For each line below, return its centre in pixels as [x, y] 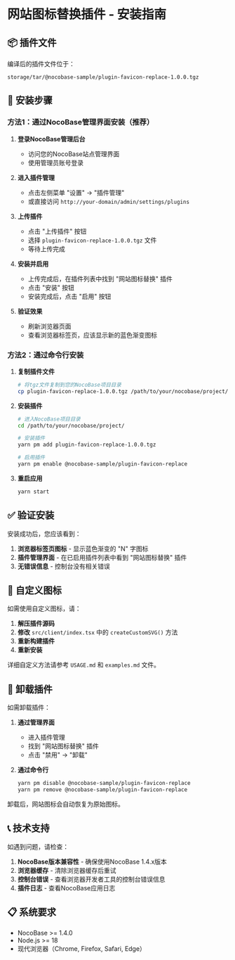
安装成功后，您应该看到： [44, 533]
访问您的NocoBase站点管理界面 [74, 154]
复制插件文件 [36, 371]
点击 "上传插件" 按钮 [57, 231]
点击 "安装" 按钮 [51, 287]
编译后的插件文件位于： [41, 64]
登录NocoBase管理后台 [51, 139]
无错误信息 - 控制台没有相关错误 [64, 566]
